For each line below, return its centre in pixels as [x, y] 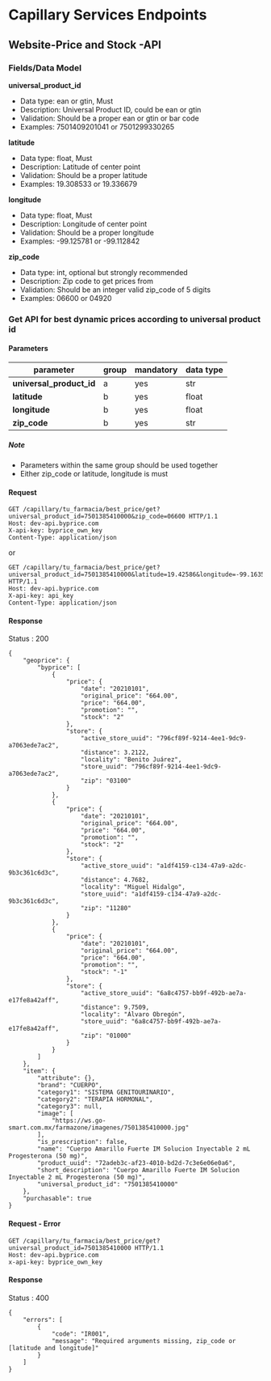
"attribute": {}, [66, 1078]
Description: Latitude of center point [80, 167]
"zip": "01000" [106, 1036]
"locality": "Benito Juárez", [131, 760]
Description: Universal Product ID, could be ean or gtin [110, 109]
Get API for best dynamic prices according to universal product [135, 319]
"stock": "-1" [104, 972]
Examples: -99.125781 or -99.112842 [80, 241]
